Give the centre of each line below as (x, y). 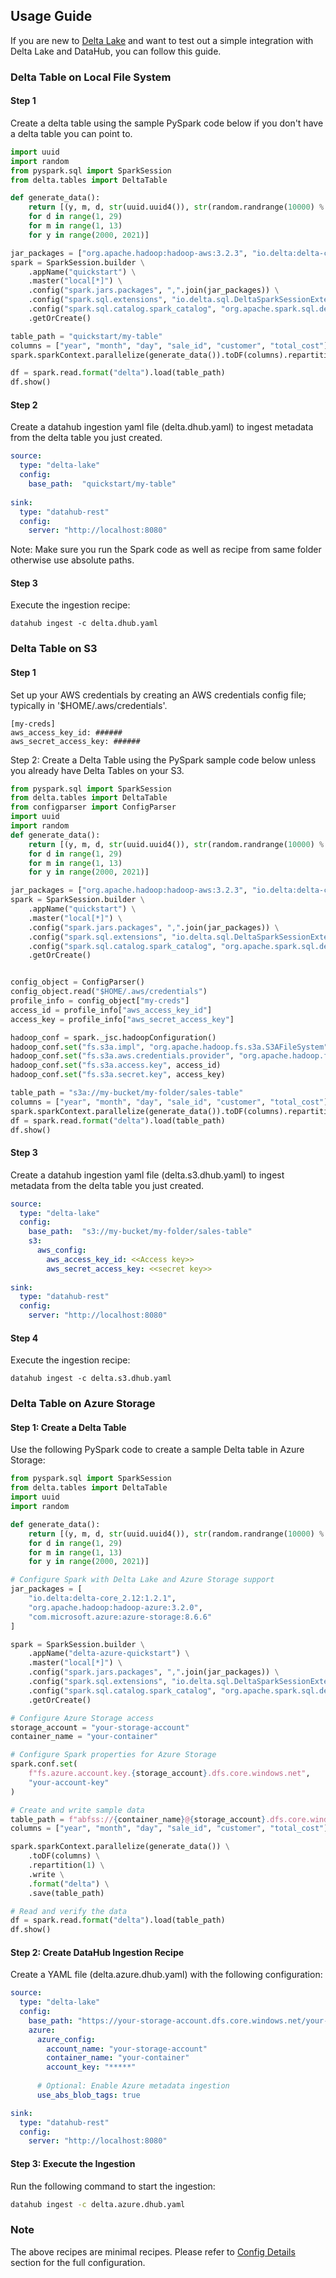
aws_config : (61, 1250)
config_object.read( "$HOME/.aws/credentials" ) (109, 992)
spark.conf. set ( (44, 1764)
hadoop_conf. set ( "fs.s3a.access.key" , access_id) (116, 1065)
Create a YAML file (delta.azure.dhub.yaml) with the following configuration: (166, 1975)
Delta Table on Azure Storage (83, 1404)
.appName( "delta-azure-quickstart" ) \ (109, 1654)
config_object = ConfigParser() (77, 982)
